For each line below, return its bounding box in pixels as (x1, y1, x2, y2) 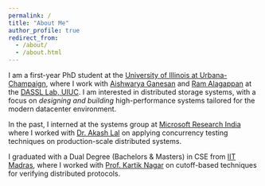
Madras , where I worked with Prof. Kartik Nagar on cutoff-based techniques (8, 161, 257, 169)
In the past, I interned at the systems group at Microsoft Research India (8, 120, 241, 129)
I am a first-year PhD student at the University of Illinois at (8, 71, 198, 79)
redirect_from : (8, 33, 59, 42)
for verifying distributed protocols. (8, 169, 121, 178)
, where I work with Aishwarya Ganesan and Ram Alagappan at (45, 79, 252, 88)
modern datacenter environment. (8, 104, 117, 114)
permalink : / (8, 11, 52, 20)
